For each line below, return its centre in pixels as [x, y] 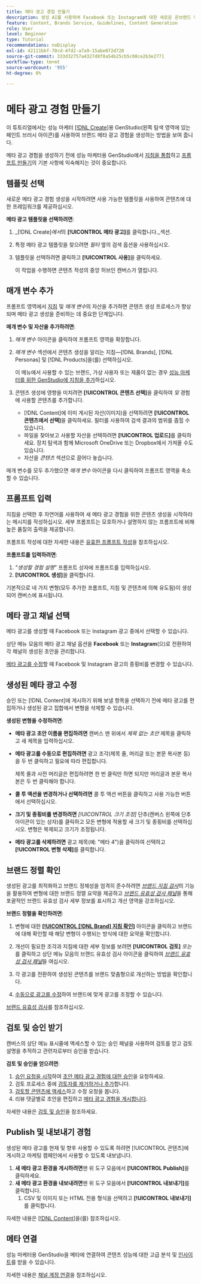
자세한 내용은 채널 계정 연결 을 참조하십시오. [57, 1274]
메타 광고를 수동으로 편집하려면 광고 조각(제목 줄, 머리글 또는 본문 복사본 [98, 754]
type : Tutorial [25, 40]
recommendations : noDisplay [41, 46]
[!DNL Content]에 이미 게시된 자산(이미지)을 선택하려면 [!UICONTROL [106, 413]
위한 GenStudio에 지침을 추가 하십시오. [71, 380]
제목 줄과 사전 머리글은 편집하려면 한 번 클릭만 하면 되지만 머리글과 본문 [98, 774]
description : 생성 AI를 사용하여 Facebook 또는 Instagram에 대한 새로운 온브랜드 [99, 17]
